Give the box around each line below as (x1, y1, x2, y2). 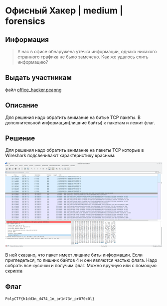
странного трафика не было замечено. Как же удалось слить (17, 54, 149, 60)
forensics (5, 15, 45, 27)
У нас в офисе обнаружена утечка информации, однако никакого (17, 49, 157, 54)
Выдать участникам (5, 74, 72, 82)
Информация (5, 35, 49, 44)
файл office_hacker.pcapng (5, 87, 62, 93)
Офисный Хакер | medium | (5, 5, 123, 16)
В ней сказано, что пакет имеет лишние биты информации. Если (5, 252, 143, 258)
